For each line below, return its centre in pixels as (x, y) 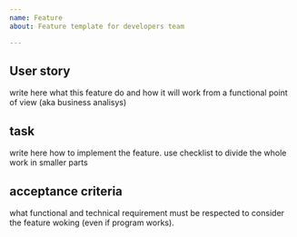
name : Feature (36, 18)
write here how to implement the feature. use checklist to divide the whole (148, 153)
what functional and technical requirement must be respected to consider (147, 212)
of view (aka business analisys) (68, 103)
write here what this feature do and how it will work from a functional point (148, 93)
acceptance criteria (66, 191)
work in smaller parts (49, 163)
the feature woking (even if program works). (92, 222)
